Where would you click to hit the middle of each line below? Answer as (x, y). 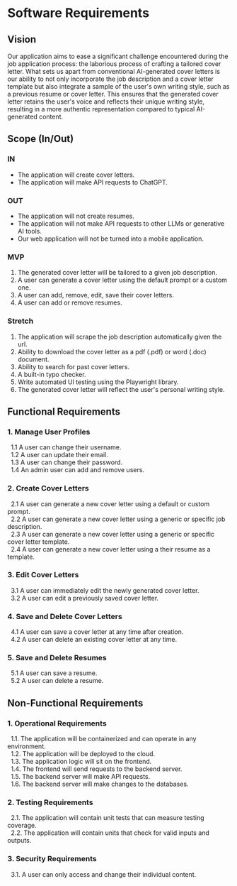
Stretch (21, 321)
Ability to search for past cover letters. (73, 366)
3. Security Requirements (52, 859)
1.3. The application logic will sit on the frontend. (81, 762)
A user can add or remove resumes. (70, 302)
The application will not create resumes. (76, 216)
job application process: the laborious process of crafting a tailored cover (114, 64)
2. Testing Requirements (50, 802)
